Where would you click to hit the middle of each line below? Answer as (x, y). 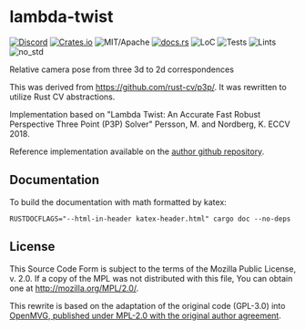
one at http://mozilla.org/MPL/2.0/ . (74, 288)
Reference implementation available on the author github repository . (137, 151)
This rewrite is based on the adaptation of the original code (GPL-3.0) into (147, 305)
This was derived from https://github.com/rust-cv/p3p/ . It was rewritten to (148, 87)
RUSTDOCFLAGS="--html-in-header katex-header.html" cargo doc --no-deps (150, 219)
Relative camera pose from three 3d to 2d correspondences (122, 69)
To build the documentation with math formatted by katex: (118, 201)
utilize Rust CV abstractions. (62, 97)
